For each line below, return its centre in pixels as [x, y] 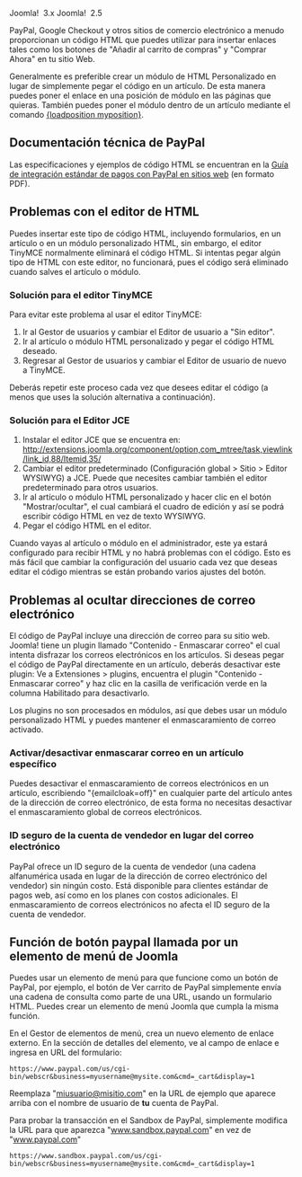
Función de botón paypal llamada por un [124, 942]
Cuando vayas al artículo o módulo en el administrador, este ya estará [138, 544]
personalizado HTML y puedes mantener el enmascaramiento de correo [143, 720]
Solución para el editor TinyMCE [81, 295]
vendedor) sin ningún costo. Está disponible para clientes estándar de [139, 885]
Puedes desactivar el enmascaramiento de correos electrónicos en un [139, 783]
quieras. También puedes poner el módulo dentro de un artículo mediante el [150, 105]
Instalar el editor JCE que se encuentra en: [102, 440]
